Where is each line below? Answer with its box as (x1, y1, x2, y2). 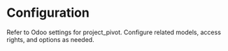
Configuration (6, 5, 90, 21)
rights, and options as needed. (6, 35, 95, 43)
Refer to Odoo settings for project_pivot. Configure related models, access (6, 28, 222, 36)
